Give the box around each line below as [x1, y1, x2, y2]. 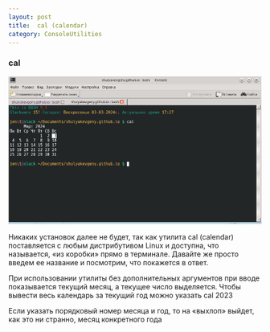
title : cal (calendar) [8, 21, 88, 30]
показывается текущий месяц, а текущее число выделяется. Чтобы [8, 282, 241, 292]
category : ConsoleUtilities [8, 30, 103, 38]
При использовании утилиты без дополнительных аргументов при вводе [8, 273, 260, 283]
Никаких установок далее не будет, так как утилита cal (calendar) [8, 232, 235, 242]
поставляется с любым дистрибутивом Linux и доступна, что [8, 241, 219, 251]
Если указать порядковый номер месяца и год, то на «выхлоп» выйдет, [8, 306, 255, 316]
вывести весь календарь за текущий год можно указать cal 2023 [8, 290, 233, 301]
